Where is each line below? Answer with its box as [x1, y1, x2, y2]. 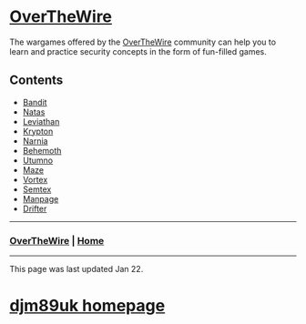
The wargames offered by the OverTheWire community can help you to [9, 36, 276, 47]
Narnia [22, 135, 48, 147]
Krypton [22, 126, 54, 137]
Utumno [22, 155, 54, 166]
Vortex [22, 174, 48, 185]
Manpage [22, 193, 59, 204]
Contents [9, 73, 64, 88]
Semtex [22, 184, 52, 195]
